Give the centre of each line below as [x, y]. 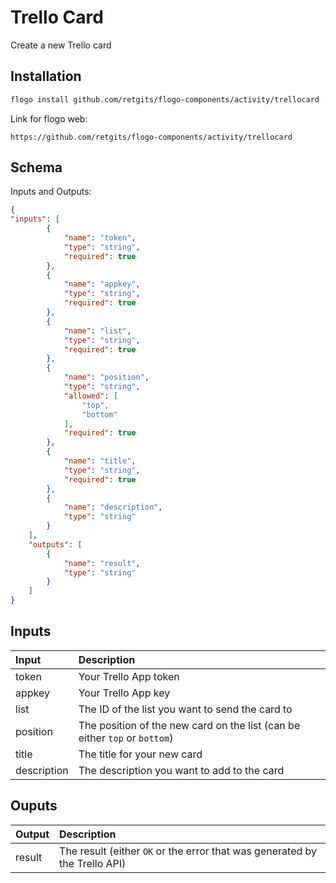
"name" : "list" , [97, 331]
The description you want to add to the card [181, 770]
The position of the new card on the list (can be [189, 725]
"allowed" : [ [90, 396]
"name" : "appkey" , [102, 284]
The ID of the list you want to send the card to [185, 709]
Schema [36, 167]
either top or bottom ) [126, 738]
